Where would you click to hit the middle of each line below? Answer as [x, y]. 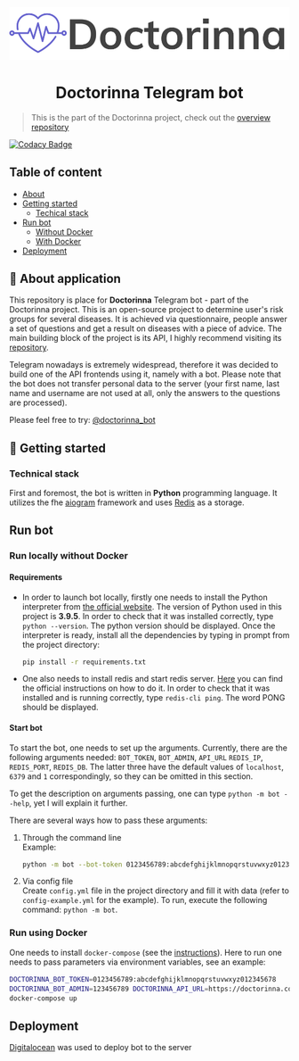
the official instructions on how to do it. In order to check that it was [146, 688]
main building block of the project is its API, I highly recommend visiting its [145, 338]
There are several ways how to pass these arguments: [109, 820]
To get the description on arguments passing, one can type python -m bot [145, 793]
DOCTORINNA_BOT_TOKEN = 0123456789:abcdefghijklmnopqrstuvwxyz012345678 [143, 979]
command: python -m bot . [70, 910]
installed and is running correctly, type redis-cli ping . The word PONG [154, 698]
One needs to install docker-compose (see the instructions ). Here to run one [145, 952]
